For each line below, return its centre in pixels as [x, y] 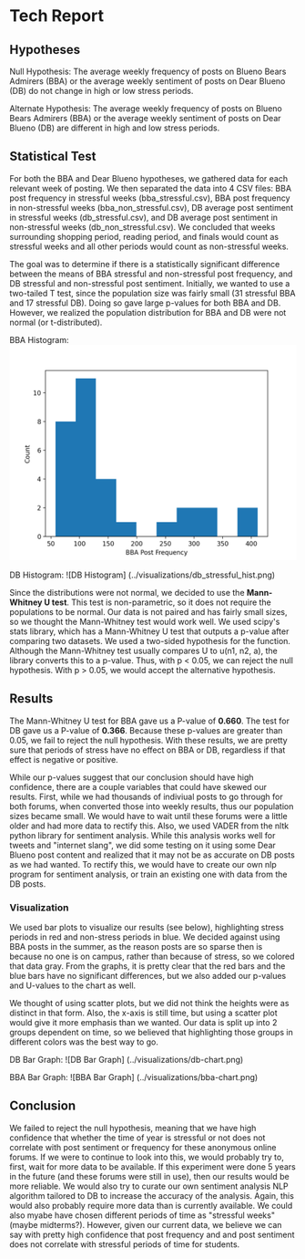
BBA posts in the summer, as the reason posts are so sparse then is [136, 946]
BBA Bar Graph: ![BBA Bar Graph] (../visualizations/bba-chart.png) [134, 1077]
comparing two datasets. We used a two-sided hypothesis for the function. [150, 640]
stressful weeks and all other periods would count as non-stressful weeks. [149, 246]
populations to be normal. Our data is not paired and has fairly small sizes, [148, 611]
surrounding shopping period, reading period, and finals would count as [144, 236]
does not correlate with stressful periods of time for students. [125, 1244]
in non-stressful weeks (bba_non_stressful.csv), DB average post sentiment [152, 207]
